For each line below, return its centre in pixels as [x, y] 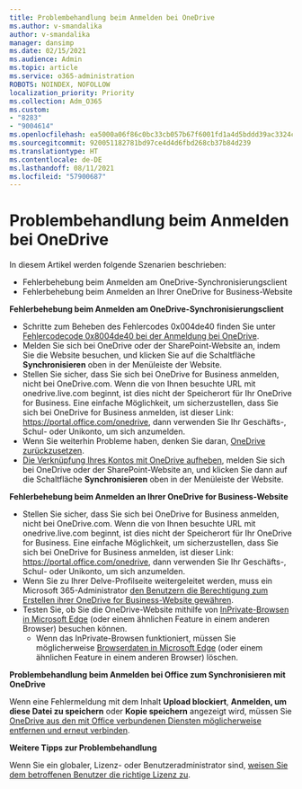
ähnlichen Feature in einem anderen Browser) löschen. [137, 658]
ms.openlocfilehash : [48, 135]
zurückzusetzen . [53, 451]
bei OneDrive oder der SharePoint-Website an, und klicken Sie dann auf [155, 470]
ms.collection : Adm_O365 [56, 101]
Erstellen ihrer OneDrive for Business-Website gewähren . [128, 600]
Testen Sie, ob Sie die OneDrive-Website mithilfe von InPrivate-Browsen [155, 610]
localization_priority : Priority [72, 93]
